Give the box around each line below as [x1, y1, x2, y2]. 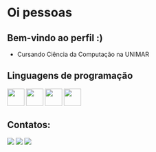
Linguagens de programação [7, 70, 133, 81]
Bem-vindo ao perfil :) [7, 32, 103, 44]
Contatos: [7, 119, 51, 131]
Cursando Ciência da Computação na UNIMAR [16, 50, 150, 58]
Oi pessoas [7, 5, 72, 21]
